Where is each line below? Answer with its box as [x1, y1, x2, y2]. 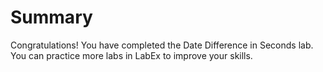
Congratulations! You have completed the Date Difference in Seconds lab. [10, 39, 314, 51]
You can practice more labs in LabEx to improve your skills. [10, 49, 253, 61]
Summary [10, 6, 93, 29]
